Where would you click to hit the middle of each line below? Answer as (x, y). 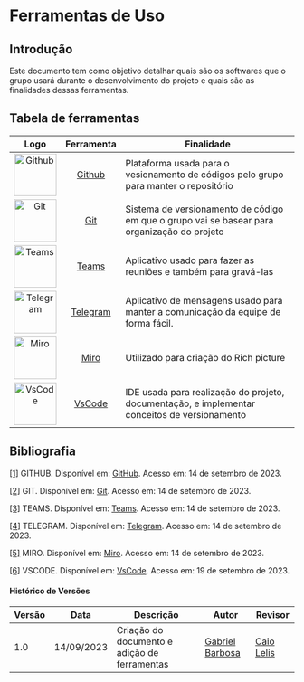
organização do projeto (175, 232)
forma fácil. (149, 324)
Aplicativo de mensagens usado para (204, 301)
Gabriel (220, 641)
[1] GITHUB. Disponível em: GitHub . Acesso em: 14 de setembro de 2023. (146, 473)
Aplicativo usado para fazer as (190, 260)
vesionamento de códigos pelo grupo (204, 175)
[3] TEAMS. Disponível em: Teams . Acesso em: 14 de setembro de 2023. (145, 508)
